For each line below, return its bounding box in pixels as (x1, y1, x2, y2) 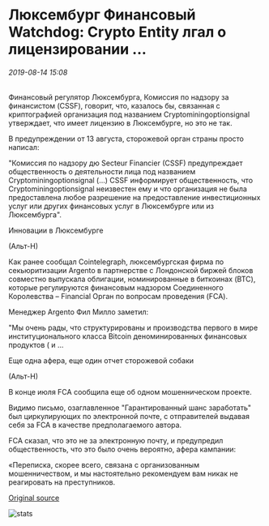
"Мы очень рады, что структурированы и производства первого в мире (8, 323, 258, 333)
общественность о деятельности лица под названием (8, 167, 196, 177)
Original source (8, 493, 60, 503)
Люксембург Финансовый (8, 6, 196, 24)
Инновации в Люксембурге (8, 225, 104, 236)
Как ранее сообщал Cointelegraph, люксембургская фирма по (8, 257, 224, 267)
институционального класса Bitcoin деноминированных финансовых (8, 331, 247, 341)
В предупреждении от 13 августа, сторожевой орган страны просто (8, 134, 245, 143)
